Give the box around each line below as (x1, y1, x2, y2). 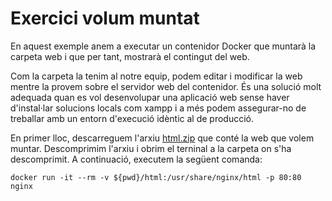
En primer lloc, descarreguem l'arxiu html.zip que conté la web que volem (10, 132, 315, 144)
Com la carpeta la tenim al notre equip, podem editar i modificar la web (10, 70, 303, 82)
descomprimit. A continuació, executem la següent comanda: (10, 153, 263, 165)
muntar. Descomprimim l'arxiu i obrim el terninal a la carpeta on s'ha (10, 142, 292, 154)
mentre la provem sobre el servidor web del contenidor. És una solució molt (10, 80, 322, 92)
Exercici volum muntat (10, 7, 200, 30)
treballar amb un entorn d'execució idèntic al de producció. (10, 112, 255, 124)
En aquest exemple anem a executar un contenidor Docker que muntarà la (10, 40, 317, 52)
